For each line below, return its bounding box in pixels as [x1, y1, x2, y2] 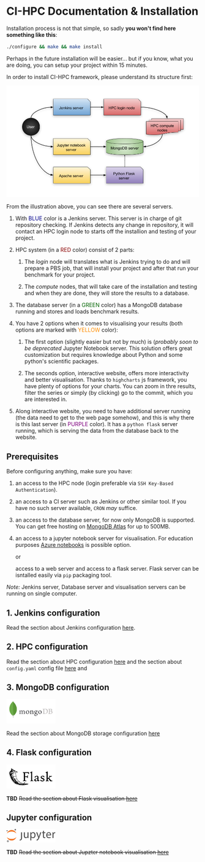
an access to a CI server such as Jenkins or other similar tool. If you [15, 498, 187, 505]
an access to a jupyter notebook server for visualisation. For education [15, 535, 194, 542]
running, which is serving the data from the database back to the [15, 427, 179, 435]
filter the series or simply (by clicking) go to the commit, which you [24, 389, 193, 397]
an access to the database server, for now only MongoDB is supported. [15, 516, 195, 524]
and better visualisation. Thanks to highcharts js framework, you [24, 376, 187, 384]
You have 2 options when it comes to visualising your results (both [15, 320, 183, 327]
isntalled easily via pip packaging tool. [15, 571, 112, 579]
